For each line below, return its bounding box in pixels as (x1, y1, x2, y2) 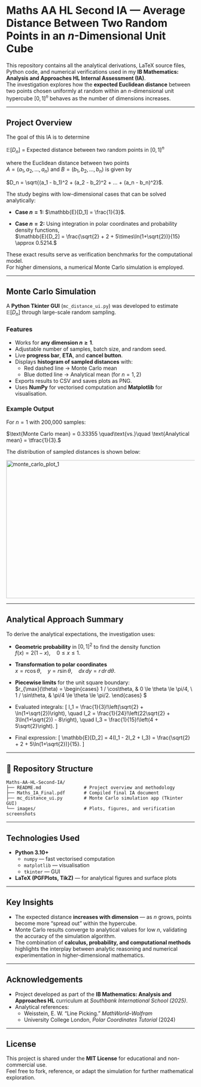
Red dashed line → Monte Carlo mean (23, 364, 118, 372)
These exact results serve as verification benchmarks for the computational (6, 250, 193, 258)
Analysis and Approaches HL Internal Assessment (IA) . (6, 74, 146, 82)
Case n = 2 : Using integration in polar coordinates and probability (14, 220, 178, 227)
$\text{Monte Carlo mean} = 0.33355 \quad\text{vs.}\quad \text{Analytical (6, 430, 190, 437)
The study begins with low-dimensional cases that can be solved (6, 190, 166, 197)
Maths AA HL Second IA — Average (6, 4, 185, 17)
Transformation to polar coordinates (14, 661, 108, 668)
